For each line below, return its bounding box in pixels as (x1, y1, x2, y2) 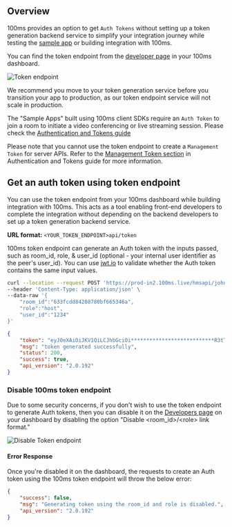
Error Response (7, 452, 53, 460)
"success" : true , (19, 356, 70, 363)
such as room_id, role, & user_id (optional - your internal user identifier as (7, 251, 216, 260)
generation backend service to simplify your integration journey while (7, 31, 205, 39)
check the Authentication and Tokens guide (7, 128, 131, 137)
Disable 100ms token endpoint (7, 385, 112, 394)
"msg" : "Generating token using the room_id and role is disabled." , (19, 501, 224, 508)
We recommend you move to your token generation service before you (7, 86, 209, 94)
